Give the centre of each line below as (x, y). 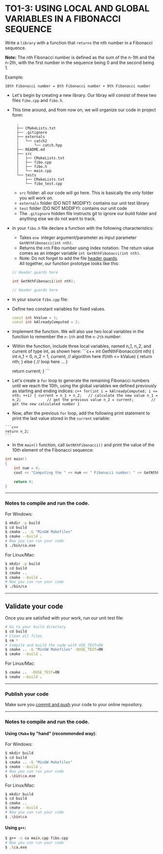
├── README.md (31, 149)
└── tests (26, 175)
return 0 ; (24, 482)
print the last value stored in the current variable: (61, 418)
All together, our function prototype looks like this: (69, 263)
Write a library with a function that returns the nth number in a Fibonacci (79, 42)
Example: (14, 77)
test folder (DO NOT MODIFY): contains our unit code (73, 208)
